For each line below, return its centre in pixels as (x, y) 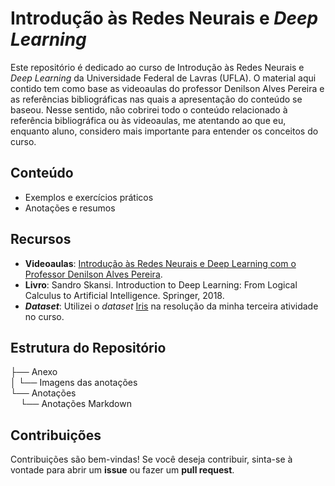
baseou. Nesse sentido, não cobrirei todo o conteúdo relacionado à (149, 109)
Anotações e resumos (70, 208)
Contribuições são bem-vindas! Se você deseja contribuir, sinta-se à (151, 459)
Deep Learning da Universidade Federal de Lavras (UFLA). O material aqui (163, 78)
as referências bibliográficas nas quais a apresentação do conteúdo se (156, 99)
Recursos (41, 239)
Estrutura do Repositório (88, 347)
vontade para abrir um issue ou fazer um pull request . (122, 470)
